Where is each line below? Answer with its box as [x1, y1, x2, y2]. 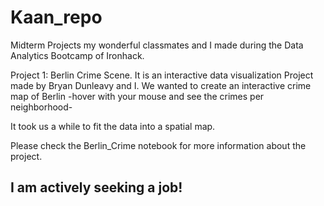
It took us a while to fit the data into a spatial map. [10, 120, 216, 132]
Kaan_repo [10, 6, 103, 29]
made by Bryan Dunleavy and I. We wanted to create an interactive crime [10, 79, 312, 91]
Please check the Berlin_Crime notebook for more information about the [10, 139, 307, 151]
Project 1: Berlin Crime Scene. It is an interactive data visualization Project [10, 69, 314, 81]
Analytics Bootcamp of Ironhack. [10, 49, 145, 61]
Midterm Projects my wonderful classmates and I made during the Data [10, 39, 304, 51]
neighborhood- [10, 101, 73, 113]
